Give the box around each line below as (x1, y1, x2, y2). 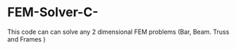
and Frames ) (7, 35, 46, 43)
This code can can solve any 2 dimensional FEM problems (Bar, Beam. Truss (7, 27, 230, 36)
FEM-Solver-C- (7, 4, 99, 20)
